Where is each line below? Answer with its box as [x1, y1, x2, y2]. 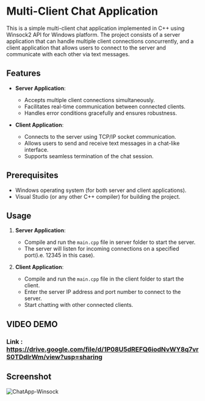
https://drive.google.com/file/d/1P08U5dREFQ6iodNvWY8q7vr [6, 345, 199, 353]
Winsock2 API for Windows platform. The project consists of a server [6, 31, 181, 38]
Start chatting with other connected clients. [24, 301, 134, 309]
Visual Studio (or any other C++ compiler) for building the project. [15, 193, 181, 200]
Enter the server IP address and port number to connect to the [24, 289, 181, 296]
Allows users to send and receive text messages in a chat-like [24, 139, 180, 147]
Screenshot [6, 372, 52, 382]
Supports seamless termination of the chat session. [24, 152, 154, 160]
